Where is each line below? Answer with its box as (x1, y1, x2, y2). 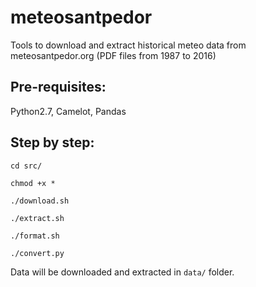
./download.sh (10, 196, 70, 206)
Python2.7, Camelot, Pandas (10, 105, 127, 117)
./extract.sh (10, 213, 65, 223)
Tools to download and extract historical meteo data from (10, 39, 247, 51)
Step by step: (10, 134, 95, 151)
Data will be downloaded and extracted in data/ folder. (10, 266, 235, 278)
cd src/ (10, 161, 43, 171)
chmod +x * (10, 178, 56, 188)
